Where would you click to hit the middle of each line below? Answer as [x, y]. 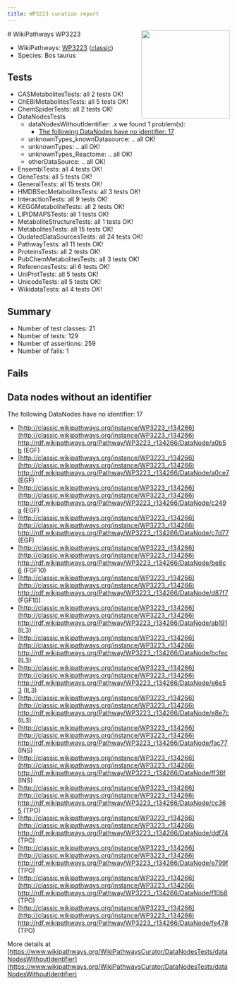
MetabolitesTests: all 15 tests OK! [65, 229]
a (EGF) [29, 511]
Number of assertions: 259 [57, 344]
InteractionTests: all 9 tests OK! [62, 199]
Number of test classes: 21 [56, 328]
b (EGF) [29, 450]
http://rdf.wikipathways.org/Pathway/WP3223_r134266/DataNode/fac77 [122, 743]
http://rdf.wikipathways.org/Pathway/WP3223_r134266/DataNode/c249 [122, 503]
